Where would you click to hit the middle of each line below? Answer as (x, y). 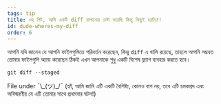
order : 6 (20, 32)
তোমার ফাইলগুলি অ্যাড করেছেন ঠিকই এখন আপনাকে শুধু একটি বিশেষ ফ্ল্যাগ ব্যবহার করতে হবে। (99, 60)
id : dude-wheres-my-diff (43, 26)
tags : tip (21, 13)
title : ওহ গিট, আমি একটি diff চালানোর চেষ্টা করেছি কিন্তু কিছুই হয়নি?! (84, 20)
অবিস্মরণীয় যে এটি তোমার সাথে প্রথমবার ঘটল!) (52, 94)
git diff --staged (33, 73)
